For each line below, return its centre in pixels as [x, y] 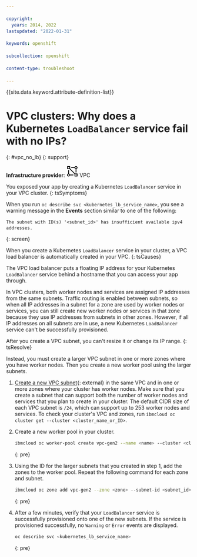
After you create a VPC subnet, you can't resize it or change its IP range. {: [96, 341]
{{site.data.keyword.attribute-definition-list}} [60, 92]
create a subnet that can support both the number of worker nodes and [101, 395]
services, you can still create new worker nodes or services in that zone [93, 311]
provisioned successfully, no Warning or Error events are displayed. [96, 525]
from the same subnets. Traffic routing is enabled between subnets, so [92, 298]
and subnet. [29, 479]
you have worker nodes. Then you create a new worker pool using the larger [99, 365]
